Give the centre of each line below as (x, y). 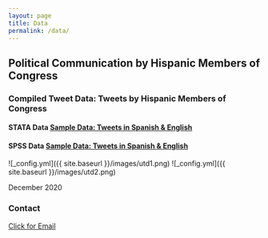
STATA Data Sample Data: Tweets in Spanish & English (100, 127)
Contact (24, 208)
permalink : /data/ (39, 30)
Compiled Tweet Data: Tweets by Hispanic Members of (117, 99)
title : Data (28, 23)
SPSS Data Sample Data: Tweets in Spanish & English (98, 146)
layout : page (30, 16)
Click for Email (32, 226)
